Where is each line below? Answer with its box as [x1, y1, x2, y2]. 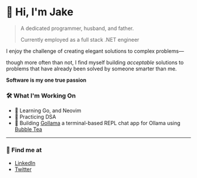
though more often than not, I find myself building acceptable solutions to [6, 59, 184, 66]
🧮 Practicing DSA [14, 113, 56, 120]
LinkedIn [14, 159, 36, 166]
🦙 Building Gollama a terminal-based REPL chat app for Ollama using [14, 120, 181, 127]
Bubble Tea [14, 126, 42, 133]
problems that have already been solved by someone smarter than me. [6, 65, 177, 72]
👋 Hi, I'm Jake [6, 5, 74, 19]
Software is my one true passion [6, 76, 87, 83]
